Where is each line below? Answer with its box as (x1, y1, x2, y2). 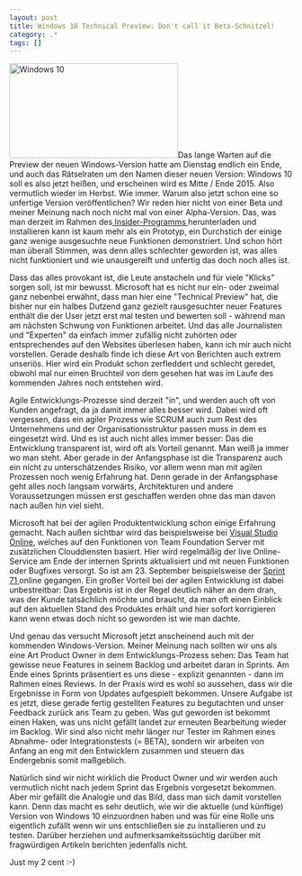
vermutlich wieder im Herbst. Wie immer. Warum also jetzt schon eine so (9, 188, 279, 199)
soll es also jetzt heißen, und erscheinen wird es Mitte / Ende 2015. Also (9, 178, 275, 189)
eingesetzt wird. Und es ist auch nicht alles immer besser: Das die (9, 433, 253, 444)
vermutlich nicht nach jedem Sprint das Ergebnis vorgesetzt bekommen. (9, 782, 277, 793)
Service (9, 555, 39, 567)
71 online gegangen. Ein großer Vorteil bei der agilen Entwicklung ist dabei (9, 575, 284, 586)
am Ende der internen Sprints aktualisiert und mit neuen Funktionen (39, 555, 289, 567)
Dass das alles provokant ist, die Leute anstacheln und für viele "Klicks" (9, 272, 275, 284)
